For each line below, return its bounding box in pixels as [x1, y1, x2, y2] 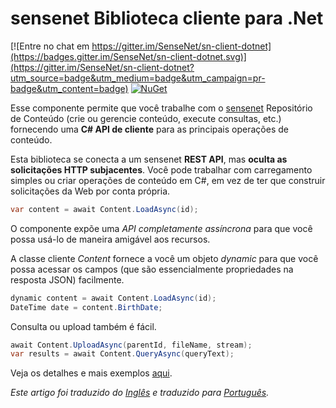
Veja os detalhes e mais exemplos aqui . [10, 367, 173, 379]
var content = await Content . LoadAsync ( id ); [10, 204, 199, 214]
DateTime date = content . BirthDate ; [10, 302, 163, 312]
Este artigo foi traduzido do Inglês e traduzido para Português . [10, 387, 270, 399]
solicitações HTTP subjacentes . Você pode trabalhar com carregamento [10, 163, 313, 176]
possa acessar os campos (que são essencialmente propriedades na [10, 263, 294, 275]
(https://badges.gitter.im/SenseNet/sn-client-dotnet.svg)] [10, 50, 247, 62]
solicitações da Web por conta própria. [10, 185, 171, 197]
